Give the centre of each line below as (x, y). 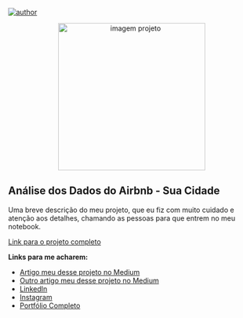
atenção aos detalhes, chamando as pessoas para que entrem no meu (122, 218)
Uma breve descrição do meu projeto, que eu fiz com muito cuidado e (121, 210)
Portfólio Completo (50, 305)
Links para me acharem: (48, 257)
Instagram (36, 297)
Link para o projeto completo (55, 241)
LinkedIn (33, 289)
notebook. (25, 226)
